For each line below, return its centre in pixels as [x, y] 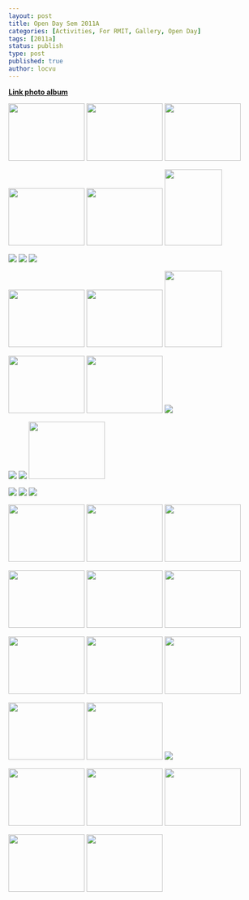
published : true [36, 62]
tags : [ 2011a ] [32, 39]
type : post [27, 54]
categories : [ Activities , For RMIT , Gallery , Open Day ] [105, 31]
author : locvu [32, 69]
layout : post [30, 16]
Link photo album [39, 92]
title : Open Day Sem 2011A [54, 24]
